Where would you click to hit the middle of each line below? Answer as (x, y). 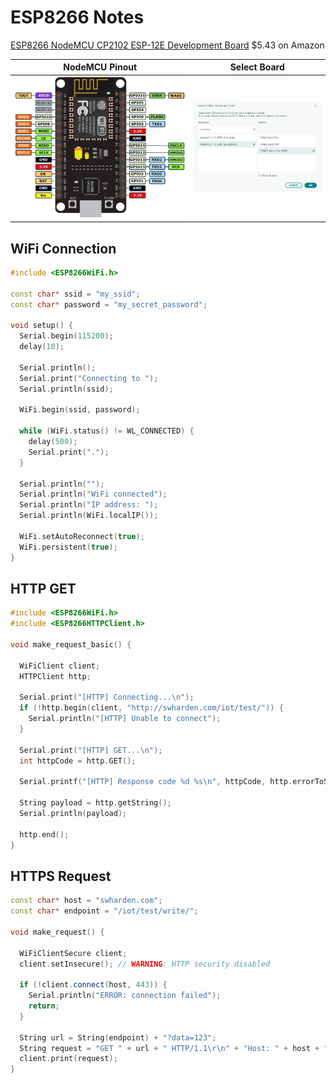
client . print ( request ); (68, 1059)
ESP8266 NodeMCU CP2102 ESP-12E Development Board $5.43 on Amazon (167, 45)
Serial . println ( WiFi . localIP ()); (89, 516)
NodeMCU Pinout (100, 67)
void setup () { (42, 326)
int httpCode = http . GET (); (78, 761)
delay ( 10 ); (42, 347)
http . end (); (44, 834)
